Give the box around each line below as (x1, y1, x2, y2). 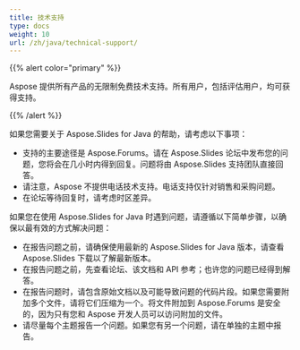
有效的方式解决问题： (32, 223, 112, 234)
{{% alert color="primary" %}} (9, 63, 122, 73)
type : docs (9, 21, 50, 30)
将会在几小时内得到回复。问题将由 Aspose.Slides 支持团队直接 (46, 158, 276, 170)
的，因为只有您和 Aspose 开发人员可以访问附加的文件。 (21, 309, 228, 320)
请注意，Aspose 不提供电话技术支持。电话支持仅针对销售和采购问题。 (21, 181, 280, 192)
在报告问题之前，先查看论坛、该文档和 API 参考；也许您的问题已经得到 (21, 264, 284, 275)
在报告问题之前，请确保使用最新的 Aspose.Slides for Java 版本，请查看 (21, 242, 285, 252)
